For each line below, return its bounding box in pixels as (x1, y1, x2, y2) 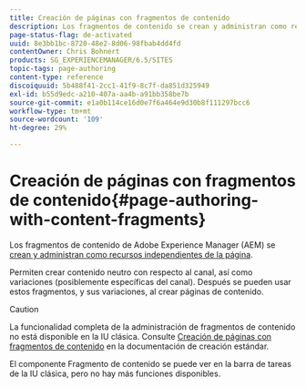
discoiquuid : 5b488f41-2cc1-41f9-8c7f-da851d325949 (9, 81, 209, 90)
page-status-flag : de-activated (9, 30, 132, 39)
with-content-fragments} (9, 209, 207, 230)
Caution (9, 303, 39, 314)
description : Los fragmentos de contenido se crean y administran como (9, 22, 287, 31)
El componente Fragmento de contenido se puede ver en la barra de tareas (9, 358, 291, 369)
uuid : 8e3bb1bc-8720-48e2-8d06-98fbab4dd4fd (9, 38, 181, 48)
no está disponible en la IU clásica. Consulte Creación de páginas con (9, 331, 271, 342)
